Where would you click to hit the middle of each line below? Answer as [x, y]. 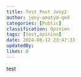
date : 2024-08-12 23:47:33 [41, 40]
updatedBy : [20, 46]
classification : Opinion [38, 29]
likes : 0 [17, 52]
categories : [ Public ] [34, 23]
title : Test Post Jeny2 [37, 12]
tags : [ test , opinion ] [34, 35]
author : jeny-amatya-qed [38, 18]
